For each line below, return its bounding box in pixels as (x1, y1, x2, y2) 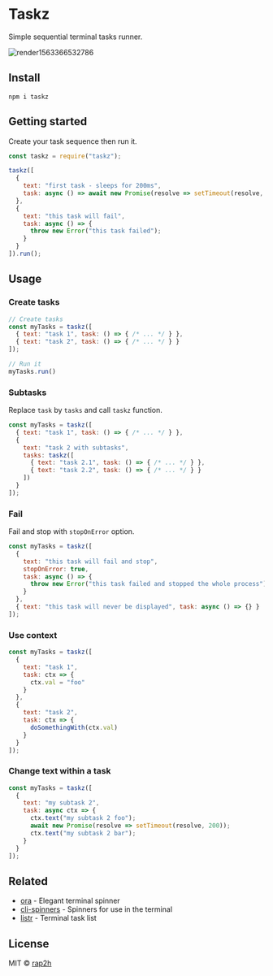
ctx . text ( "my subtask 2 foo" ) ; (29, 814, 136, 822)
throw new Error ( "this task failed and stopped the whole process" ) (29, 580, 267, 588)
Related (8, 874, 49, 888)
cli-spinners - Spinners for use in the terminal (19, 904, 173, 914)
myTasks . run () (8, 367, 57, 375)
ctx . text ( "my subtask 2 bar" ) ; (29, 829, 136, 837)
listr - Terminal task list (19, 913, 97, 923)
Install (8, 71, 41, 85)
